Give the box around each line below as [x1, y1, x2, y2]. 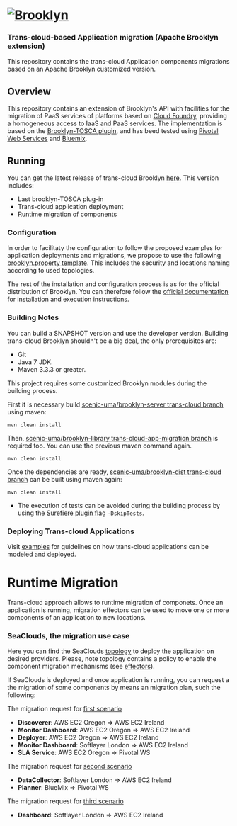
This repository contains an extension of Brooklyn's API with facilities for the [7, 104, 230, 113]
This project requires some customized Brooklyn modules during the [7, 379, 207, 387]
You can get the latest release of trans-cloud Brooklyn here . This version [7, 174, 219, 182]
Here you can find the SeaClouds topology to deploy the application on [7, 647, 214, 655]
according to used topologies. [7, 266, 95, 275]
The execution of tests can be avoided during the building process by [17, 501, 221, 509]
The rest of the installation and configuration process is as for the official [7, 280, 219, 288]
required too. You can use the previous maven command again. [7, 441, 192, 450]
